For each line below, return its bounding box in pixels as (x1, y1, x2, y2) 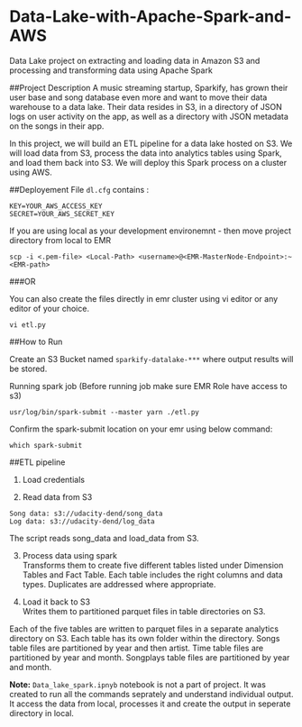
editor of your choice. (9, 303, 90, 314)
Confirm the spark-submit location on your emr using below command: (9, 423, 273, 434)
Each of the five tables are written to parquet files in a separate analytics (9, 623, 279, 634)
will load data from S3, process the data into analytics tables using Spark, (9, 147, 282, 159)
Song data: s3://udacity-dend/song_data (9, 509, 164, 518)
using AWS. (9, 167, 52, 177)
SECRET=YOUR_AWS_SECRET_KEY (9, 209, 115, 218)
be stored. (9, 363, 48, 374)
